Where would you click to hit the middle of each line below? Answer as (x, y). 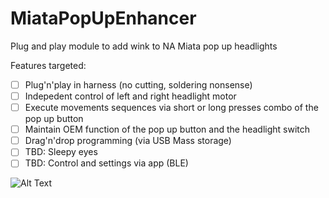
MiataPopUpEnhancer (103, 18)
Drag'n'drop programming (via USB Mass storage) (128, 141)
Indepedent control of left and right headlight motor (130, 96)
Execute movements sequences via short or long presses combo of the (171, 108)
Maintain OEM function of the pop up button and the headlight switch (167, 129)
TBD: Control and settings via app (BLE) (106, 163)
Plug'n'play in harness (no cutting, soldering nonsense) (138, 84)
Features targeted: (48, 65)
